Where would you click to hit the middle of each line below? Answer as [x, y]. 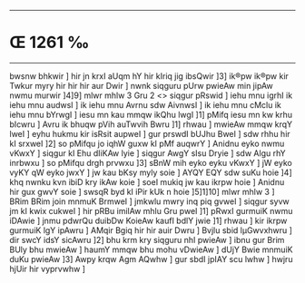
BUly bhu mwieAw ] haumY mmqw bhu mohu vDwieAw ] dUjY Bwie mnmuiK [151, 249]
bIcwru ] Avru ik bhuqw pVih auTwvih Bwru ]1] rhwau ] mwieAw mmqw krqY [151, 124]
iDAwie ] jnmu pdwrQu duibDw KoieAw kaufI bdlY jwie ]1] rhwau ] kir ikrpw [148, 220]
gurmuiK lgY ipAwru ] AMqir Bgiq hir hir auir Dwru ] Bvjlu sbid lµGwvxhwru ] [151, 230]
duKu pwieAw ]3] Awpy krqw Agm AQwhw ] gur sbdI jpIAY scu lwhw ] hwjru [151, 259]
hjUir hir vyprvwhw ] [48, 268]
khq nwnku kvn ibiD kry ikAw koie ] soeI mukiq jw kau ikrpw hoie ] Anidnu [147, 181]
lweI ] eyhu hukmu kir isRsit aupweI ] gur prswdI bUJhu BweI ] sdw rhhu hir [150, 133]
